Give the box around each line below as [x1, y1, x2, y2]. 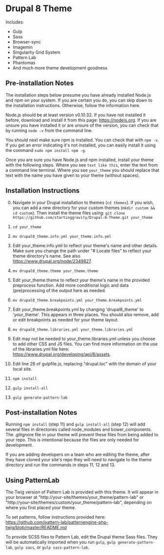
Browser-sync [12, 39, 41, 44]
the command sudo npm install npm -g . [5, 147, 86, 153]
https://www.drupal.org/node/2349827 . [12, 258, 92, 264]
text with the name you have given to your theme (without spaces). [5, 172, 140, 178]
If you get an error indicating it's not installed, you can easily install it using [5, 142, 156, 148]
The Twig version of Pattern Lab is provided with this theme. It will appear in [5, 489, 159, 495]
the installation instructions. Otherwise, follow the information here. [5, 102, 141, 108]
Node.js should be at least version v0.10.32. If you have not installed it [5, 112, 146, 118]
